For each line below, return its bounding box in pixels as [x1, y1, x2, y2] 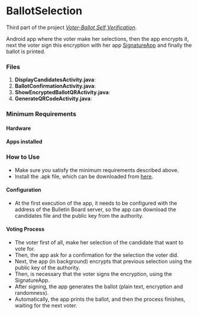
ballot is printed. [6, 47, 46, 55]
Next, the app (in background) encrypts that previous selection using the [14, 258, 192, 265]
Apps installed [6, 138, 43, 145]
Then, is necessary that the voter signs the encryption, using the [14, 271, 173, 278]
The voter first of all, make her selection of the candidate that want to [14, 239, 184, 246]
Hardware [6, 125, 31, 132]
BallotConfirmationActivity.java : [14, 82, 96, 90]
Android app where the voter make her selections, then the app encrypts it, [6, 35, 189, 42]
